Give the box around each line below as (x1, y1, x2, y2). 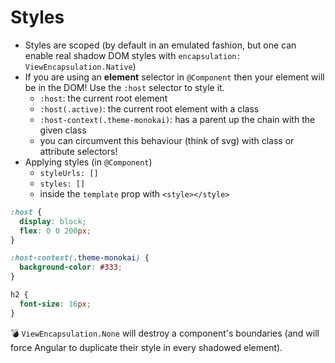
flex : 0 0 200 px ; (19, 226, 92, 236)
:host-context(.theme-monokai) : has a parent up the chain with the (39, 113, 316, 125)
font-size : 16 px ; (19, 299, 92, 309)
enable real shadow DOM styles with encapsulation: (24, 49, 242, 61)
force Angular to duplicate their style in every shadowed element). (10, 341, 283, 353)
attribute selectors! (39, 145, 118, 157)
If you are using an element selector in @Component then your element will (24, 71, 325, 83)
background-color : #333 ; (19, 262, 123, 273)
